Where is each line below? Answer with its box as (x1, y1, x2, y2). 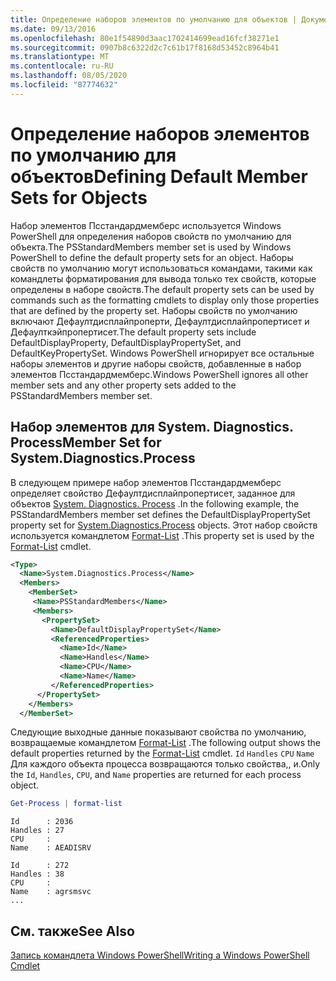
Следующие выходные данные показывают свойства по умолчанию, (10, 726, 307, 738)
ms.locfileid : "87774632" (10, 80, 118, 90)
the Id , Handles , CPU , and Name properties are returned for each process (10, 769, 302, 781)
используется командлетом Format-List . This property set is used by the (10, 529, 315, 541)
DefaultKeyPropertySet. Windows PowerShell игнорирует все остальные (10, 347, 315, 359)
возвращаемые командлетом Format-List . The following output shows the (10, 737, 322, 749)
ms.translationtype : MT (10, 52, 110, 62)
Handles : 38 (10, 869, 65, 880)
